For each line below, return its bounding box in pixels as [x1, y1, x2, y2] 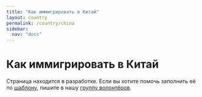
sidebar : [6, 25, 29, 32]
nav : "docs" [12, 32, 43, 38]
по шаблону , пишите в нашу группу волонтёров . [6, 84, 132, 92]
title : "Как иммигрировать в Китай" [6, 8, 99, 15]
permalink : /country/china [6, 20, 75, 26]
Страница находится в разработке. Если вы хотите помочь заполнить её [6, 78, 196, 85]
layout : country [6, 15, 47, 21]
